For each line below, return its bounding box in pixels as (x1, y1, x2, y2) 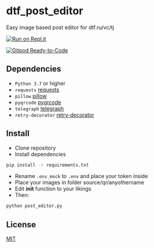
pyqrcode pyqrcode (14, 98, 61, 106)
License (6, 220, 36, 230)
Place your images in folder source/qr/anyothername (14, 179, 144, 186)
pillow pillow (14, 92, 48, 99)
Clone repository (14, 144, 56, 151)
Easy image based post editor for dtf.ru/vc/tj (6, 24, 115, 31)
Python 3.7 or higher (14, 80, 65, 87)
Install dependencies (14, 150, 67, 158)
